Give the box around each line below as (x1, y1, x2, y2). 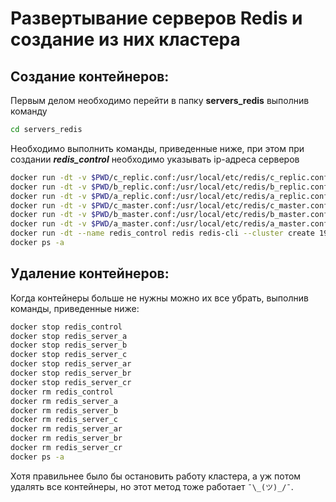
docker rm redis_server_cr (10, 443, 123, 453)
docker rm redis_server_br (10, 433, 123, 444)
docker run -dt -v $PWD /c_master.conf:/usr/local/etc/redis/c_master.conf (10, 200, 329, 211)
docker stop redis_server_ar (10, 359, 132, 369)
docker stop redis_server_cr (10, 377, 132, 387)
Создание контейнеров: (10, 68, 170, 85)
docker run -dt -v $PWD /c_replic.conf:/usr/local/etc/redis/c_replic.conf (10, 172, 329, 182)
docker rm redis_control (10, 387, 114, 397)
